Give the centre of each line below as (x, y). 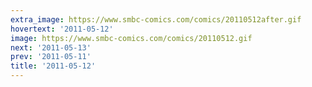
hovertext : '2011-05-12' (62, 29)
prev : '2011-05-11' (51, 57)
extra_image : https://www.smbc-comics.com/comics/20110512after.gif (156, 19)
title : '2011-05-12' (53, 66)
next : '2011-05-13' (51, 47)
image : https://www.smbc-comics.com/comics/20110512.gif (131, 38)
